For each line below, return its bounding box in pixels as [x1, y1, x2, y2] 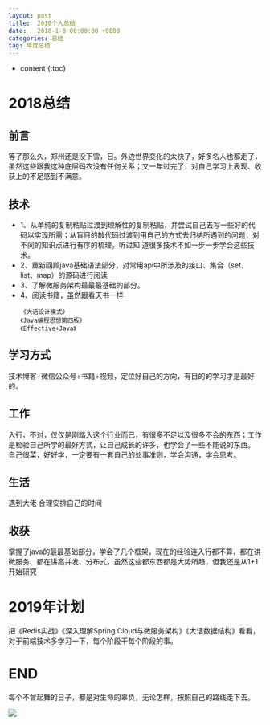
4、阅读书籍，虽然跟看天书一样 [19, 290, 124, 299]
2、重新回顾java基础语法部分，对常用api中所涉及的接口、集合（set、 [19, 260, 248, 270]
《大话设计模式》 [19, 308, 68, 316]
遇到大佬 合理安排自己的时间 [8, 499, 102, 508]
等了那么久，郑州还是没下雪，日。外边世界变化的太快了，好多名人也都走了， [8, 152, 262, 161]
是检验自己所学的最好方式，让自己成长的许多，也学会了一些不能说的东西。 [8, 439, 255, 450]
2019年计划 [8, 598, 84, 617]
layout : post [8, 11, 52, 20]
